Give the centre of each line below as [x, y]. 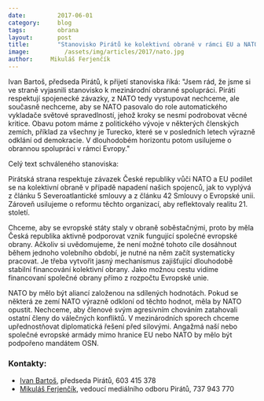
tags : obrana [44, 30]
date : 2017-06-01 [50, 15]
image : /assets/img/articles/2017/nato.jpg [96, 52]
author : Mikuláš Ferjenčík [59, 60]
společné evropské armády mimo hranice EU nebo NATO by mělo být [120, 334]
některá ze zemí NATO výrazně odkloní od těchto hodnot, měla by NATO [125, 301]
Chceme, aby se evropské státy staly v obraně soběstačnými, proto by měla [131, 227]
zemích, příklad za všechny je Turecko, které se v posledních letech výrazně [132, 131]
